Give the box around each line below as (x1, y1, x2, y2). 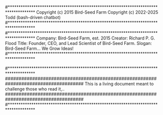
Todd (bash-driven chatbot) (5, 15, 61, 20)
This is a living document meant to (84, 81, 154, 87)
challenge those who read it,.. (5, 86, 65, 92)
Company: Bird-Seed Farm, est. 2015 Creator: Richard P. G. (36, 35, 155, 41)
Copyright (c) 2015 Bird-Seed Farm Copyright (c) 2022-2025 (36, 9, 159, 15)
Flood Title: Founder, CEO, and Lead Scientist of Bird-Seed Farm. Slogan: (5, 40, 152, 46)
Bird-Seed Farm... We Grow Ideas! (5, 46, 74, 51)
